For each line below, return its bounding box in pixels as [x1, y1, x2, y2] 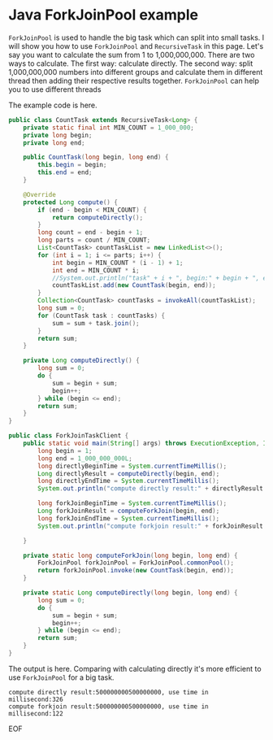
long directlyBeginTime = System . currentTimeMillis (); [37, 462, 227, 470]
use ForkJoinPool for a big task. [8, 673, 115, 682]
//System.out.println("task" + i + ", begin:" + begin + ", [51, 274, 260, 282]
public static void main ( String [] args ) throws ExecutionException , [23, 439, 260, 448]
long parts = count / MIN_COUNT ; [37, 236, 151, 245]
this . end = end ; [37, 168, 93, 176]
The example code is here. [8, 100, 97, 110]
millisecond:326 [8, 695, 63, 703]
